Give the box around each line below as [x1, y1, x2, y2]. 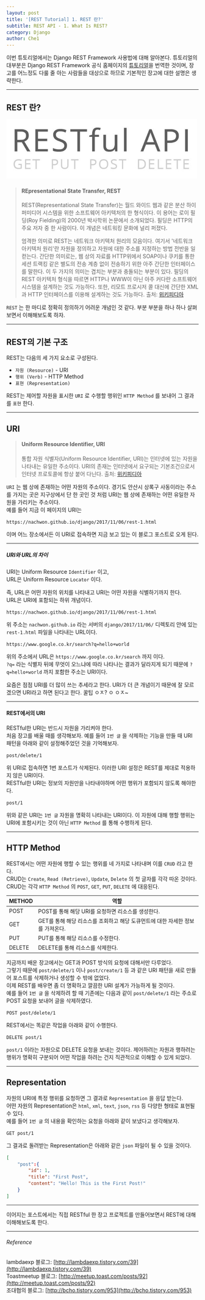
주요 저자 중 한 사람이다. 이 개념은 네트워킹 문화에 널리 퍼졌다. [21, 224, 168, 232]
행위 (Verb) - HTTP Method [15, 373, 84, 380]
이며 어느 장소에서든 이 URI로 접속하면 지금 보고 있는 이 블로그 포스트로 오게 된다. [6, 531, 199, 538]
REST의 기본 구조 [6, 337, 68, 347]
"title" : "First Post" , [28, 1174, 88, 1180]
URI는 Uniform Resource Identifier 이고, [6, 568, 109, 575]
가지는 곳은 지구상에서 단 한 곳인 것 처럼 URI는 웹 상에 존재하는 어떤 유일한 [12, 491, 189, 498]
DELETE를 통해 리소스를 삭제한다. [38, 944, 118, 952]
